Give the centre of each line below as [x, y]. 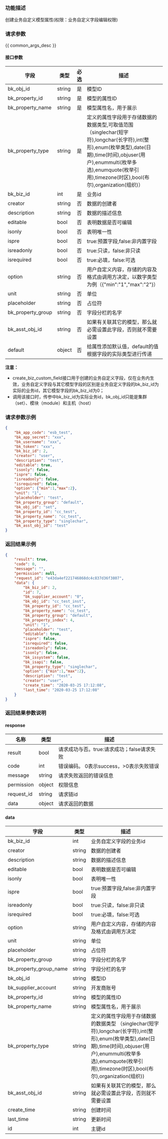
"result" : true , [31, 560]
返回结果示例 [21, 544]
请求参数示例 [21, 417]
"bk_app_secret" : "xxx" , [40, 437]
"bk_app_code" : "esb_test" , [43, 432]
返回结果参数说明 [26, 713]
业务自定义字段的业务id [118, 841]
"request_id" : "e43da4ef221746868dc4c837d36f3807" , [69, 578]
